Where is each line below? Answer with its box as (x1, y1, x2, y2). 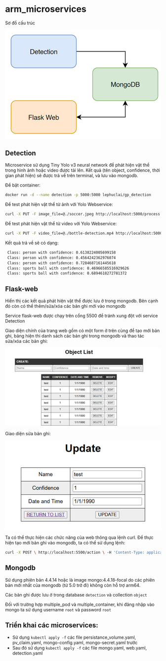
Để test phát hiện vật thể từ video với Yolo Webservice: (5, 221, 117, 227)
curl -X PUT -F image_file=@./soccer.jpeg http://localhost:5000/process (5, 212, 161, 217)
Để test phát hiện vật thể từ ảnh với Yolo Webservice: (5, 201, 113, 207)
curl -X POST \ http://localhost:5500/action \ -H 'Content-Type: (5, 550, 145, 555)
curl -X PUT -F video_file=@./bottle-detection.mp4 (5, 231, 114, 236)
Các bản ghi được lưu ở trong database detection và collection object (5, 592, 147, 597)
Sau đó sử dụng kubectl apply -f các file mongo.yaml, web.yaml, (12, 645, 147, 651)
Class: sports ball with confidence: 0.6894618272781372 (7, 271, 127, 276)
